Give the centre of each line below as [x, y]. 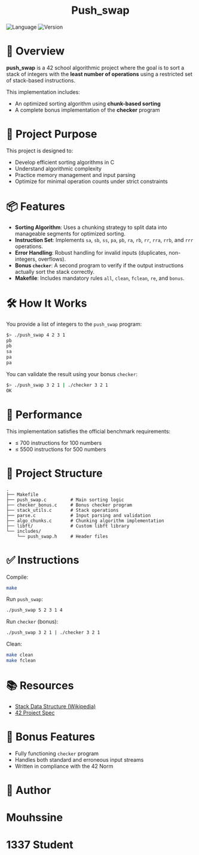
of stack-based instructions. [41, 80]
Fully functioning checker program [57, 753]
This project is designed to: [40, 151]
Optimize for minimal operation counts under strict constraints [91, 181]
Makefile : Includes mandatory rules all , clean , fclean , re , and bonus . [99, 278]
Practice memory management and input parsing [75, 175]
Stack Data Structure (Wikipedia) [55, 706]
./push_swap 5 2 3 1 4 [34, 610]
